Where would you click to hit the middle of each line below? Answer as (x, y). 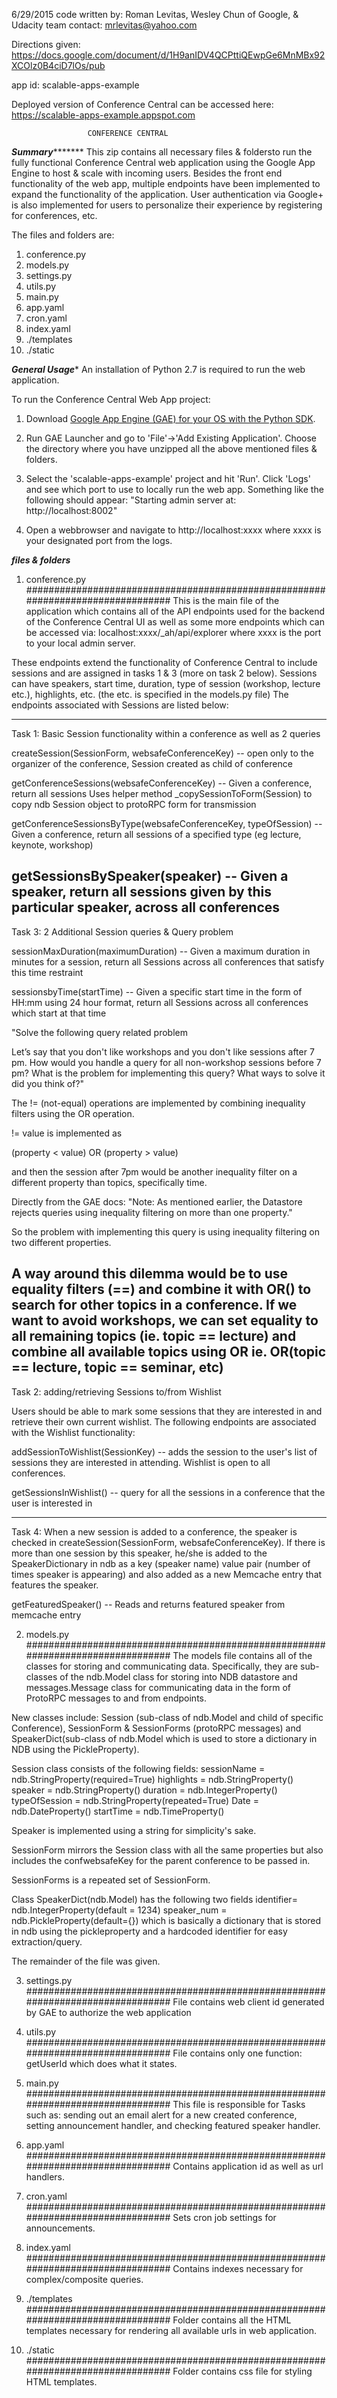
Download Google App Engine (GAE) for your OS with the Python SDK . (170, 418)
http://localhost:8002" (71, 510)
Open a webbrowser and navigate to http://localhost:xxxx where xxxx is (173, 530)
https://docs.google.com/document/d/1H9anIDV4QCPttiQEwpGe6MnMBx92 (168, 55)
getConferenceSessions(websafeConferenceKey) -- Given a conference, (162, 783)
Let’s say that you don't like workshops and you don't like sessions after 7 (163, 1051)
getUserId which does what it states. (101, 2063)
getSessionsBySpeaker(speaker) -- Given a (150, 876)
